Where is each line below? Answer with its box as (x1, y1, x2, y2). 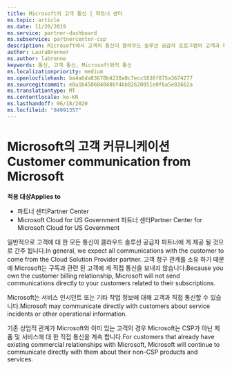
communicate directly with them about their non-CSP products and (7, 348, 198, 356)
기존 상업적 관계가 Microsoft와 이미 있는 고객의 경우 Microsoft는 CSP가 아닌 (7, 323, 213, 332)
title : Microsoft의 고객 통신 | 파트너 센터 (7, 10, 123, 17)
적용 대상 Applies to (7, 192, 61, 201)
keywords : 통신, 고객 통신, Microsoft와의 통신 (7, 62, 133, 69)
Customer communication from (7, 154, 191, 170)
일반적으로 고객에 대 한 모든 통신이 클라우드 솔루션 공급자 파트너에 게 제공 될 (7, 237, 212, 246)
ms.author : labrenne (7, 55, 67, 62)
